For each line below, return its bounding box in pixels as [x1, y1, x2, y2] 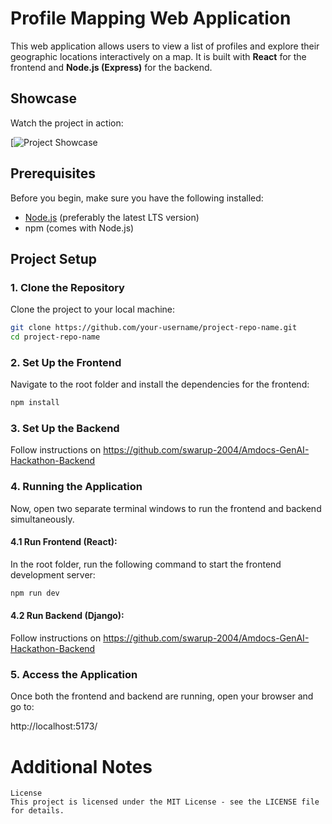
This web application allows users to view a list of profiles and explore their [10, 40, 320, 52]
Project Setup [10, 250, 98, 267]
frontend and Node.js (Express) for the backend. [10, 61, 213, 73]
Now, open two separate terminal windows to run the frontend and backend [10, 502, 322, 514]
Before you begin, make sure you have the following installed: [10, 192, 264, 204]
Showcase [10, 90, 78, 107]
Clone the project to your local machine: [10, 303, 176, 316]
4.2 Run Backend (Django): [10, 610, 125, 622]
